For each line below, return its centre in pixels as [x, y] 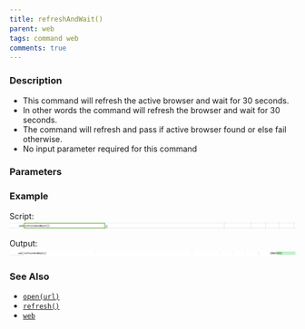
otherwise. [43, 139]
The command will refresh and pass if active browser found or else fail [154, 129]
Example [29, 197]
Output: [24, 243]
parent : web [32, 29]
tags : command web [44, 38]
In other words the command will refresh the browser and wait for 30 [151, 110]
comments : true [38, 48]
